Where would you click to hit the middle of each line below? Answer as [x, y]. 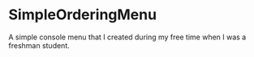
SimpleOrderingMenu [82, 15]
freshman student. [39, 45]
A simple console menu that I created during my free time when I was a [127, 37]
